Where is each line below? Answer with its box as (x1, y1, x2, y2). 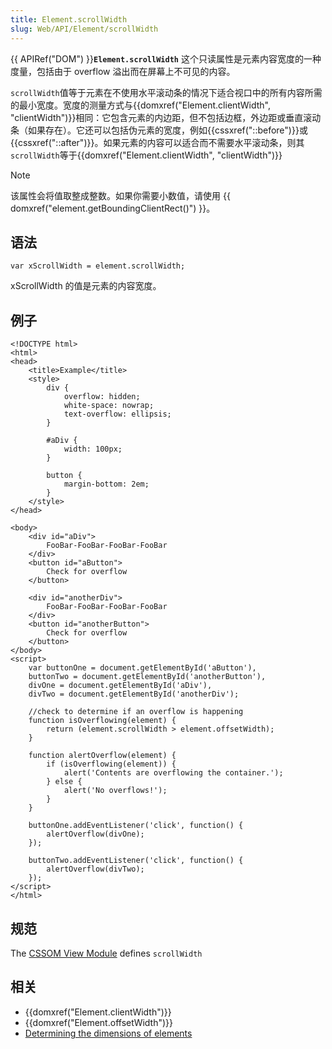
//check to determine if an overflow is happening (28, 707, 244, 717)
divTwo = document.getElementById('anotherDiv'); (28, 689, 240, 700)
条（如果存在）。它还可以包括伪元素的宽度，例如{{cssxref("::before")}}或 (10, 124, 308, 136)
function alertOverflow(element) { (28, 751, 177, 761)
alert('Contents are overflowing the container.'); (63, 768, 284, 778)
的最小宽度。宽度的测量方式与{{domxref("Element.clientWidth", (10, 99, 271, 111)
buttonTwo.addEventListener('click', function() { (28, 856, 244, 866)
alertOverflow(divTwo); (46, 864, 145, 875)
